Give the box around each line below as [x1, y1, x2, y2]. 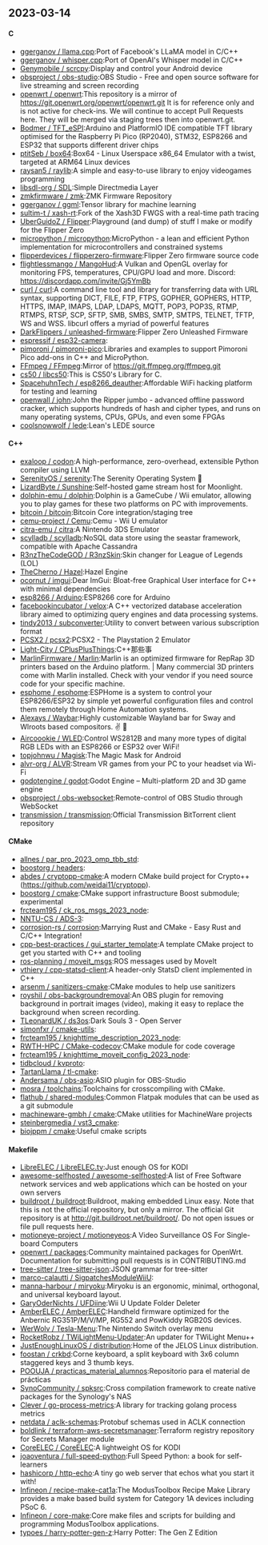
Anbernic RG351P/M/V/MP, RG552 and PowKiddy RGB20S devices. [19, 1315, 242, 1325]
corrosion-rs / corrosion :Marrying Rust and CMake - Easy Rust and [19, 923, 242, 932]
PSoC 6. [19, 1503, 47, 1512]
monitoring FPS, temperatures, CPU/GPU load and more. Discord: [19, 267, 236, 277]
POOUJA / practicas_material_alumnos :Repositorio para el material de [19, 1367, 250, 1376]
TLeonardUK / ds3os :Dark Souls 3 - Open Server [19, 1016, 182, 1025]
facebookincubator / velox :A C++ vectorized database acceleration [19, 601, 242, 610]
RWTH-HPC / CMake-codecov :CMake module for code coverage [19, 1041, 236, 1051]
